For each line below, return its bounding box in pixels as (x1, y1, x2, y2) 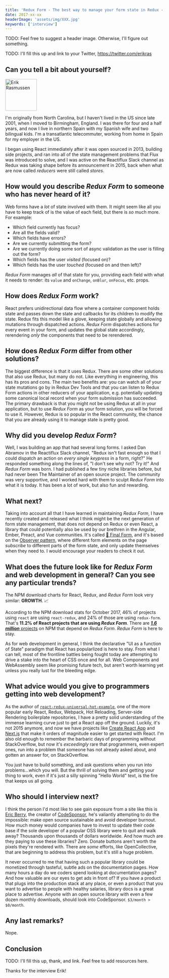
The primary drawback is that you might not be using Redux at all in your (5, 400, 156, 406)
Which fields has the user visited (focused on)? (12, 256, 111, 262)
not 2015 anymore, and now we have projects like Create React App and (5, 725, 155, 731)
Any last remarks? (5, 916, 64, 925)
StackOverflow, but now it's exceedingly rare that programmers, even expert (5, 741, 164, 747)
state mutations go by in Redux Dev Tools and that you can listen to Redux (5, 384, 160, 390)
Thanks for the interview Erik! (5, 968, 67, 974)
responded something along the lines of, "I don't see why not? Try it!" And (5, 461, 159, 467)
